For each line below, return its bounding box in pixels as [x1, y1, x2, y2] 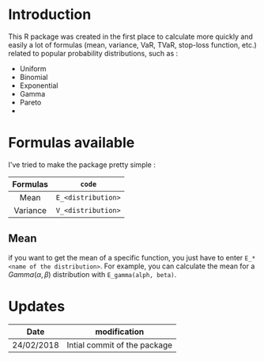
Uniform [19, 63, 47, 73]
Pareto [19, 97, 42, 107]
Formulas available [8, 134, 135, 152]
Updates [8, 297, 66, 315]
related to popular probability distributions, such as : [8, 48, 179, 58]
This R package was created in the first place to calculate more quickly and [8, 32, 253, 41]
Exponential [19, 81, 58, 90]
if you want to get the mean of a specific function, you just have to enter [8, 253, 243, 262]
